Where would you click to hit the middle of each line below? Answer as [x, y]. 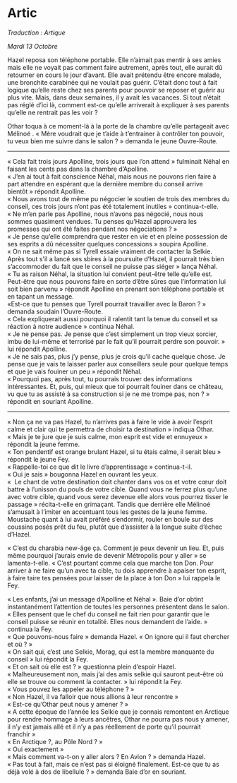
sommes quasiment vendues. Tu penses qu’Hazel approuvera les [102, 221]
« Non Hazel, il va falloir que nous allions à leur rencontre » [93, 696]
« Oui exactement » [36, 749]
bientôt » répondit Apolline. [47, 191]
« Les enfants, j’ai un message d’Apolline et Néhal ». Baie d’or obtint [105, 599]
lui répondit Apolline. [37, 349]
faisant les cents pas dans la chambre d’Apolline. [78, 169]
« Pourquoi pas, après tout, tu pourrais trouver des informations [100, 378]
